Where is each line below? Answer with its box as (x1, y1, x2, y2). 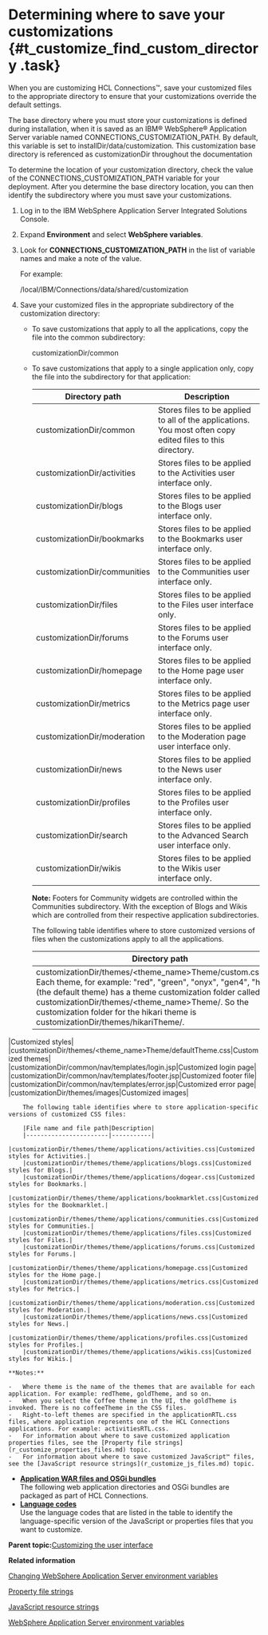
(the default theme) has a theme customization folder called (35, 986, 261, 998)
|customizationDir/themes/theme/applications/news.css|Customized (22, 1312, 248, 1321)
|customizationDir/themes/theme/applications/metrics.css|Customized (22, 1278, 259, 1286)
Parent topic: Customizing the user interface (8, 1540, 154, 1550)
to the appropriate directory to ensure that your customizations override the (8, 91, 257, 101)
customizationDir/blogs (35, 500, 124, 511)
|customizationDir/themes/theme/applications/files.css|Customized (22, 1228, 251, 1237)
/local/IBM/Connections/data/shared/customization (19, 284, 189, 294)
